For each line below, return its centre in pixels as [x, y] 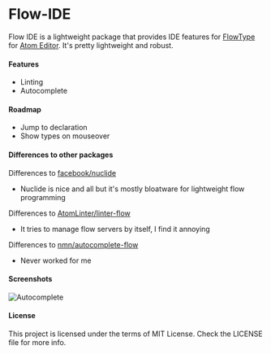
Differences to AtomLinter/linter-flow [70, 213]
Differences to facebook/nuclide [62, 173]
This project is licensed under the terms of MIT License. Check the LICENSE [135, 334]
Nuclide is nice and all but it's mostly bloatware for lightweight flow [132, 189]
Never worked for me [56, 260]
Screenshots [30, 279]
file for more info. [37, 342]
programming [43, 197]
